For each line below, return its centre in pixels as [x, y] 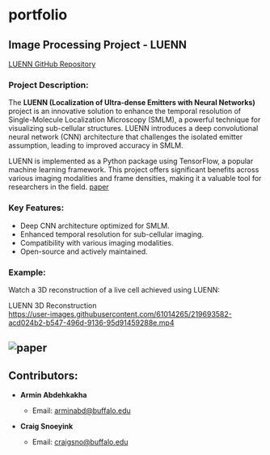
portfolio [38, 15]
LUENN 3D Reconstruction [53, 305]
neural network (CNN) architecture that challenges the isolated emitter [126, 137]
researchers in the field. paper [59, 187]
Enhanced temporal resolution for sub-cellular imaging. [112, 234]
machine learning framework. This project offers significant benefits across [134, 170]
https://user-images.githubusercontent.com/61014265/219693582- [120, 314]
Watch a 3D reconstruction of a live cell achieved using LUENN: [114, 289]
